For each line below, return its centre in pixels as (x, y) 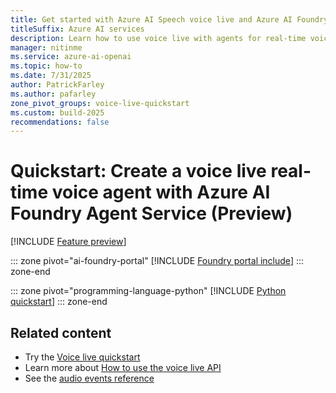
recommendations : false (60, 122)
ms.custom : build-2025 (57, 112)
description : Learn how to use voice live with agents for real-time (158, 38)
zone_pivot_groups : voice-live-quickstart (100, 103)
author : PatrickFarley (57, 85)
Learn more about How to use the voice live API (123, 367)
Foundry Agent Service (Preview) (151, 213)
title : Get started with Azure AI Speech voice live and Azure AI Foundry (169, 19)
